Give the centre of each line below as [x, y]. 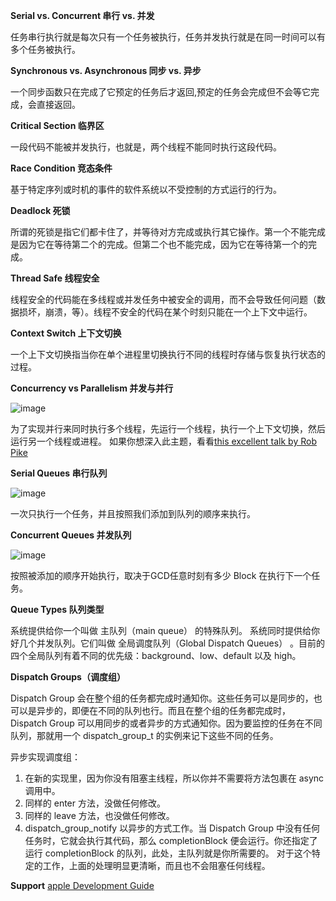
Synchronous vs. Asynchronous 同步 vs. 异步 [106, 70]
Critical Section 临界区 [57, 125]
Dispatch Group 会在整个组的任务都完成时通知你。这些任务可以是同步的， [162, 698]
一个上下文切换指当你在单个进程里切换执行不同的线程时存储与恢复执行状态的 [168, 354]
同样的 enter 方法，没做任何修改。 [95, 803]
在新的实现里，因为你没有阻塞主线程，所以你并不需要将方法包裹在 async [174, 778]
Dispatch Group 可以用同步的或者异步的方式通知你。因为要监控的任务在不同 [166, 723]
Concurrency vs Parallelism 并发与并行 [92, 388]
